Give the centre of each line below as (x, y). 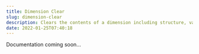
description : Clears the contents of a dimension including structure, (96, 22)
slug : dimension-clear (34, 17)
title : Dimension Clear (36, 11)
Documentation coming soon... (44, 45)
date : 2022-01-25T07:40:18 (39, 28)
